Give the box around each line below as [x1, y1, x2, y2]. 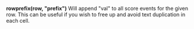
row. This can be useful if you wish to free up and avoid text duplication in [6, 11, 186, 18]
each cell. [6, 17, 30, 24]
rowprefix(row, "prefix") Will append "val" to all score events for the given [6, 5, 189, 12]
